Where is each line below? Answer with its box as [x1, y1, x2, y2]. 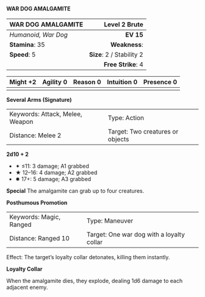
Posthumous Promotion [6, 199, 68, 207]
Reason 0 [73, 78, 102, 87]
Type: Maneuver [86, 216, 134, 225]
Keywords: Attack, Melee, [9, 110, 82, 118]
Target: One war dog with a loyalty [86, 231, 185, 239]
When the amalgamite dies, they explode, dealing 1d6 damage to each [6, 277, 183, 285]
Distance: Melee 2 [9, 131, 62, 140]
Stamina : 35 [9, 40, 46, 49]
